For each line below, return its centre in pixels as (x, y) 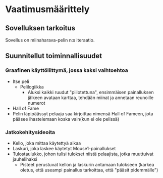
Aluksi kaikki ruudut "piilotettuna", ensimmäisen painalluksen (91, 92)
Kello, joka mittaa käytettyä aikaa (47, 143)
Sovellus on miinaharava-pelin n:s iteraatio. (50, 40)
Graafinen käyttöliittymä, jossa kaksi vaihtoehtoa (67, 70)
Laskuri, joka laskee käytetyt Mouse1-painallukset (64, 148)
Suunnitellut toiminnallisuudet (54, 56)
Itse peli (21, 81)
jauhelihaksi (25, 159)
